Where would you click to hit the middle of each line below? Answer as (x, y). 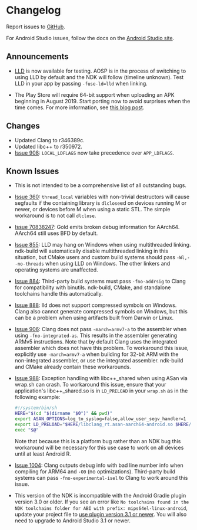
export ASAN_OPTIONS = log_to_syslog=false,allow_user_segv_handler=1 (100, 419)
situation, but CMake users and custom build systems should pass (95, 257)
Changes (23, 126)
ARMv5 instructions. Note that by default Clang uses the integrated (96, 342)
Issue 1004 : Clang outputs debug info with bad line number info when (99, 465)
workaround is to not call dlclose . (55, 215)
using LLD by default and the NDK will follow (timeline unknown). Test (99, 77)
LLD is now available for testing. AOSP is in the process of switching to (100, 71)
